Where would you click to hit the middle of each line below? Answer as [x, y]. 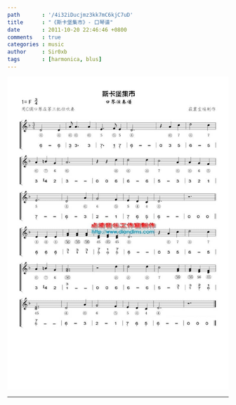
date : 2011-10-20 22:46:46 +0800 [67, 30]
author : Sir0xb [38, 52]
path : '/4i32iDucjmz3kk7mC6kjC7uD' [70, 15]
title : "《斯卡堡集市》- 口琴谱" [60, 22]
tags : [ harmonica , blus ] [54, 60]
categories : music [36, 45]
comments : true [34, 37]
